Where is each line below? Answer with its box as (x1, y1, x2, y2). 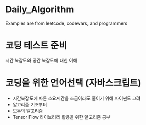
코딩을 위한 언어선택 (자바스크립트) (5, 77, 141, 89)
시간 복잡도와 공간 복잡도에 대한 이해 (5, 57, 77, 64)
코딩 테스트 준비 (5, 40, 67, 51)
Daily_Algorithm (5, 4, 74, 15)
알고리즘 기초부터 (12, 101, 47, 107)
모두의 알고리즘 (12, 108, 43, 114)
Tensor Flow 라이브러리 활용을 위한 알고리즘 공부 (12, 114, 111, 120)
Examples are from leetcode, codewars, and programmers (5, 20, 128, 26)
